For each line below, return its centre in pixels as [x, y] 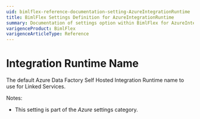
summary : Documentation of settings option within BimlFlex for [87, 23]
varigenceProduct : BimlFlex [41, 28]
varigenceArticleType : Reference [48, 34]
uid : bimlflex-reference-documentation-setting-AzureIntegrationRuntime [98, 12]
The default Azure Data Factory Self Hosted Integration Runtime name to [95, 80]
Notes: [14, 98]
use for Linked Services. [36, 87]
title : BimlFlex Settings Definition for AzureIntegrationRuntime [90, 17]
